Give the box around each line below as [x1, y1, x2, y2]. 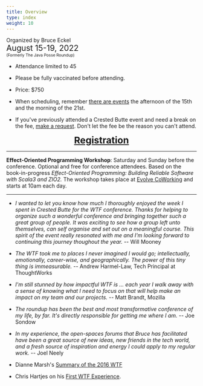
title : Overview [6, 8, 47, 15]
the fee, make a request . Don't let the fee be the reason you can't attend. [14, 122, 196, 130]
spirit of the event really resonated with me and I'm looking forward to [14, 232, 190, 239]
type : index [6, 15, 36, 21]
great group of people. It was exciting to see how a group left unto [14, 219, 181, 226]
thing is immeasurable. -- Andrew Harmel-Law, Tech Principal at [14, 263, 176, 270]
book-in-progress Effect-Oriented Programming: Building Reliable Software [6, 169, 194, 177]
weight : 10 [6, 20, 34, 26]
